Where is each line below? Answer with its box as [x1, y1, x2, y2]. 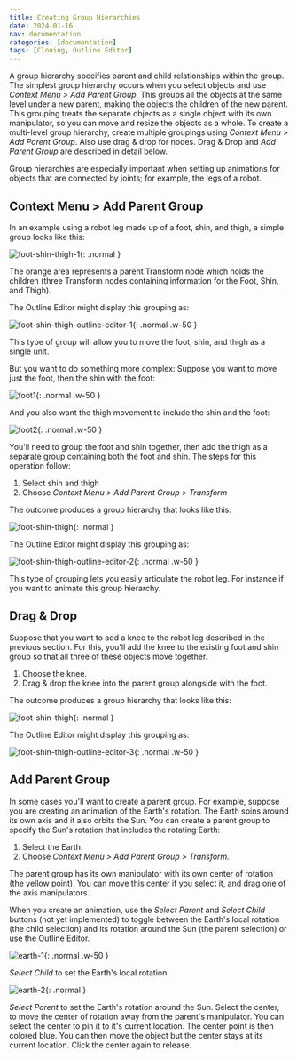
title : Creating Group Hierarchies [9, 12, 141, 22]
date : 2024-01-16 [9, 21, 74, 30]
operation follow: [9, 460, 71, 471]
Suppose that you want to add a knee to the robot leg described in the [9, 632, 266, 643]
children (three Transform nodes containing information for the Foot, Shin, [9, 275, 279, 285]
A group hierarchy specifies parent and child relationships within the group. [9, 70, 285, 81]
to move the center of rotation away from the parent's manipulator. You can [9, 1011, 285, 1022]
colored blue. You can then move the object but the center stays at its [9, 1030, 263, 1040]
